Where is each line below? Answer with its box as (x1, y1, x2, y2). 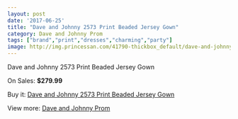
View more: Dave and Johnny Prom (7, 104, 110, 112)
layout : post (7, 10, 46, 18)
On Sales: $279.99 (7, 76, 63, 85)
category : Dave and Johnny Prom (7, 30, 103, 38)
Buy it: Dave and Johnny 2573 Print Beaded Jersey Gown (7, 90, 175, 98)
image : (7, 43, 27, 50)
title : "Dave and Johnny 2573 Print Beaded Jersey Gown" (7, 23, 179, 30)
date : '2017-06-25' (7, 17, 65, 24)
